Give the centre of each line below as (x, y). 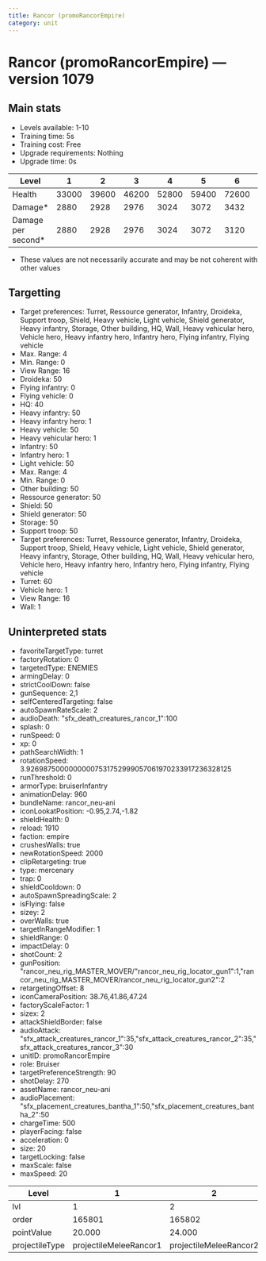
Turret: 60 (36, 582)
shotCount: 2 (41, 955)
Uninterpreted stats (57, 632)
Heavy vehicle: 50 (49, 430)
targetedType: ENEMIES (59, 668)
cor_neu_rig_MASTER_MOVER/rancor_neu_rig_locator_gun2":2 (122, 980)
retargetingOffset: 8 (52, 988)
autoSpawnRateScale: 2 (59, 710)
